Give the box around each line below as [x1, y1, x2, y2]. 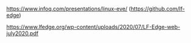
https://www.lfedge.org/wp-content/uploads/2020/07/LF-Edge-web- [6, 24, 181, 30]
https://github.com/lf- [131, 5, 185, 12]
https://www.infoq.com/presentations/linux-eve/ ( [6, 5, 131, 12]
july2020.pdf [6, 30, 38, 37]
